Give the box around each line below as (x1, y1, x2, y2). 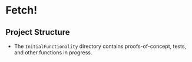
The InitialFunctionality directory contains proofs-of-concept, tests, (14, 43, 187, 50)
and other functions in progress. (14, 49, 92, 56)
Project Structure (5, 27, 70, 37)
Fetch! (5, 4, 38, 17)
